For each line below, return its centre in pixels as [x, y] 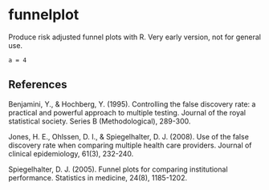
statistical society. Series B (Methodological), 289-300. [100, 121]
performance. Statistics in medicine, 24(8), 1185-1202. [98, 177]
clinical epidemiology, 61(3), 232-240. [71, 153]
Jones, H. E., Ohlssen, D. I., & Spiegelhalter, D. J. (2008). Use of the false [128, 136]
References [38, 85]
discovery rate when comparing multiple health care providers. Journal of [130, 145]
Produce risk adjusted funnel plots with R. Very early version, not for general [135, 37]
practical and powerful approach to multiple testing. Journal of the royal [127, 112]
